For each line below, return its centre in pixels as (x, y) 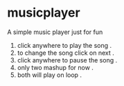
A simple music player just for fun (55, 32)
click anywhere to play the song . (64, 45)
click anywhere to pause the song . (67, 60)
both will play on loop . (49, 75)
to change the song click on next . (65, 53)
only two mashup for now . (55, 67)
